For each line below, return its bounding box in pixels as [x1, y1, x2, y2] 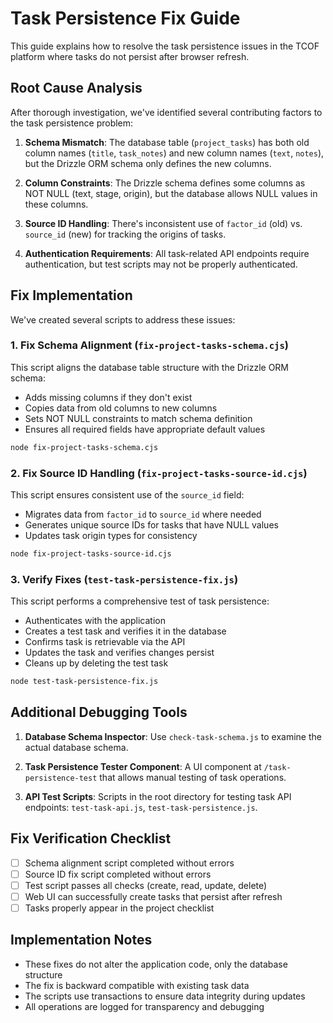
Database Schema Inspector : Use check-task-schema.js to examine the [24, 730, 322, 742]
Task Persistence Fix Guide [10, 7, 241, 30]
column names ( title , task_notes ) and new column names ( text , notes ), [24, 147, 325, 159]
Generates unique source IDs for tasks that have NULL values [24, 519, 279, 531]
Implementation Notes [10, 932, 153, 949]
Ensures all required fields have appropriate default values [24, 423, 266, 435]
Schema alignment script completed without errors [24, 857, 235, 869]
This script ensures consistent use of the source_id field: [10, 489, 245, 501]
